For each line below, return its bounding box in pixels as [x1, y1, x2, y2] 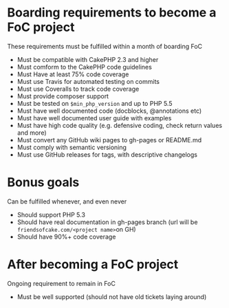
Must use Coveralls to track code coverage [17, 85, 140, 93]
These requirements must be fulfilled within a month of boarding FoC [7, 42, 203, 50]
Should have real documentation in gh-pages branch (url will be [17, 218, 198, 226]
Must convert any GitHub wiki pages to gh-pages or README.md [17, 135, 202, 144]
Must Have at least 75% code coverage [17, 70, 129, 78]
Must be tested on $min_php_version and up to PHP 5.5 [17, 99, 173, 107]
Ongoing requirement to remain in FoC [7, 279, 116, 287]
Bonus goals [7, 175, 80, 190]
